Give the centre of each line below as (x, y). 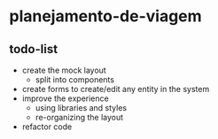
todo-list (34, 49)
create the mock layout (64, 70)
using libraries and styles (81, 108)
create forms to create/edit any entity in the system (116, 89)
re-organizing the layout (79, 117)
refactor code (47, 127)
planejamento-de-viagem (105, 16)
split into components (75, 80)
